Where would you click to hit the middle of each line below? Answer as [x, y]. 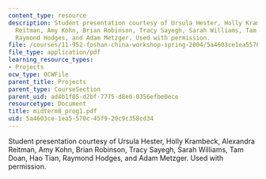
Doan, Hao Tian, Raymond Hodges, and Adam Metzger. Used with [116, 158]
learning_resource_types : [51, 60]
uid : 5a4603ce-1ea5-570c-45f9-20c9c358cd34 [81, 119]
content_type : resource [47, 15]
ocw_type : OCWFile [38, 74]
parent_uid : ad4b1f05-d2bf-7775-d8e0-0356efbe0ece [93, 97]
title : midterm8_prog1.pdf [53, 112]
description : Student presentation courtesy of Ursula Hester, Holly [125, 23]
